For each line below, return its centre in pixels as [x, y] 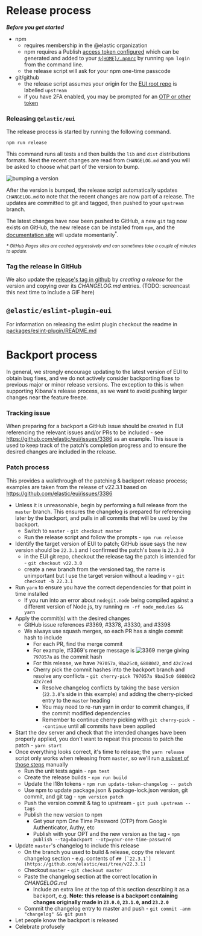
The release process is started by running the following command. [89, 132]
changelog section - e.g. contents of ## [73, 858]
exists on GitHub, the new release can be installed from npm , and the [90, 227]
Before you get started [35, 27]
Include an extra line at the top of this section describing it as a [111, 889]
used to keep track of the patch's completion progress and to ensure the [96, 445]
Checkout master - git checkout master [73, 870]
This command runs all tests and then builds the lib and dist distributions [98, 154]
